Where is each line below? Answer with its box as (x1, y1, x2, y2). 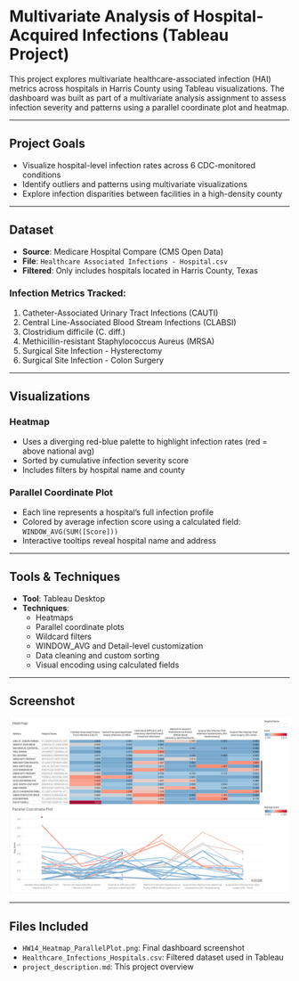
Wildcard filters (35, 631, 92, 642)
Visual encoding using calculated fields (35, 659, 180, 670)
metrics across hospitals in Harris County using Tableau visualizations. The (9, 83, 285, 94)
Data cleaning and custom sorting (35, 650, 160, 660)
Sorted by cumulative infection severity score (21, 454, 190, 465)
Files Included (9, 919, 89, 934)
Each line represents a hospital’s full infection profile (21, 506, 214, 518)
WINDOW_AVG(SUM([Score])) (21, 527, 118, 536)
